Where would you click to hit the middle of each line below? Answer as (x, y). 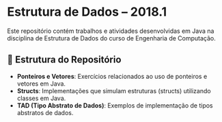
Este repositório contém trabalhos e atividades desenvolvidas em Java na (111, 31)
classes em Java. (41, 98)
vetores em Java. (41, 84)
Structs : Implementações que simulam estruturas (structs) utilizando (114, 90)
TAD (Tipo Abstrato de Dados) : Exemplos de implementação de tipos (115, 105)
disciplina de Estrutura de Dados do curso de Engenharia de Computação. (112, 38)
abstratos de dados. (45, 112)
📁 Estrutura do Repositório (64, 60)
